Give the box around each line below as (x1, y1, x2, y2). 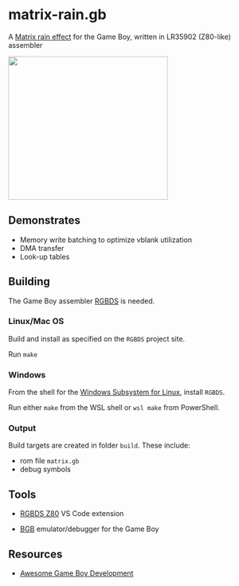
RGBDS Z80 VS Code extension (19, 509, 124, 518)
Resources (8, 547, 63, 561)
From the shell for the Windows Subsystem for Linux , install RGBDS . (8, 388, 225, 397)
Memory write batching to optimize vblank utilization (19, 235, 193, 244)
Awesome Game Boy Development (19, 568, 134, 578)
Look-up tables (19, 252, 70, 261)
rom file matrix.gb (19, 456, 80, 466)
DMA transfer (19, 243, 65, 252)
